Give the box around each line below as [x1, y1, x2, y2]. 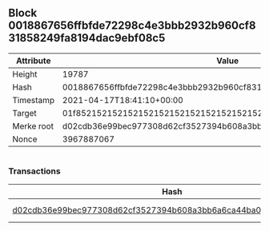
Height [12, 68, 38, 79]
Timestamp [12, 94, 55, 106]
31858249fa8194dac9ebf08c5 [8, 31, 166, 45]
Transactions [8, 165, 62, 177]
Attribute [15, 55, 51, 66]
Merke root [12, 120, 54, 131]
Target [12, 107, 38, 118]
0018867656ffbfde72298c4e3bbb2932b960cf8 [8, 19, 256, 33]
